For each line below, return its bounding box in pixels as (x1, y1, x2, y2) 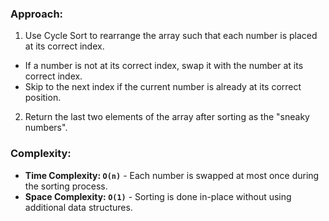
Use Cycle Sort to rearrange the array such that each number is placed (24, 30, 318, 42)
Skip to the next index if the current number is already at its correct (24, 81, 302, 93)
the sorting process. (24, 180, 108, 192)
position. (24, 92, 62, 104)
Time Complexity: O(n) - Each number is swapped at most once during (24, 169, 320, 181)
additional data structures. (24, 201, 133, 213)
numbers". (24, 122, 68, 134)
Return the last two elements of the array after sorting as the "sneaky (24, 111, 310, 123)
